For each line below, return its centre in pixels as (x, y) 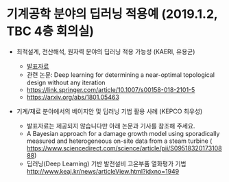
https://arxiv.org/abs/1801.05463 (73, 97)
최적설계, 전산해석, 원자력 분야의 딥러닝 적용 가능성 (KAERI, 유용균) (106, 52)
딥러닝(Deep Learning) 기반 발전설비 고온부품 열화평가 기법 (106, 163)
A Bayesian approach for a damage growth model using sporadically (123, 133)
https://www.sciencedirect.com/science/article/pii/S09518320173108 (124, 148)
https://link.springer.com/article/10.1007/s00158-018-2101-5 (111, 89)
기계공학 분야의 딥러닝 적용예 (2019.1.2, (112, 14)
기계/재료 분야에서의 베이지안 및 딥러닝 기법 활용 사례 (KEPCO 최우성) (109, 111)
